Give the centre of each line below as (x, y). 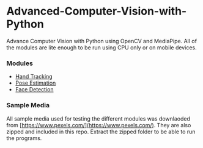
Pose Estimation (35, 83)
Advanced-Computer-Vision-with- (97, 11)
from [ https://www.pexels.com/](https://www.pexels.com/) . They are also (99, 125)
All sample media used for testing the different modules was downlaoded (98, 118)
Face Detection (34, 90)
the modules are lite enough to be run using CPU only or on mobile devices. (102, 48)
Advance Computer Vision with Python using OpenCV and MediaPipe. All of (102, 41)
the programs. (24, 138)
